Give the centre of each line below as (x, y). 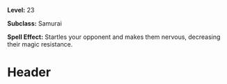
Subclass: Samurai (35, 23)
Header (29, 73)
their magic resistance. (40, 44)
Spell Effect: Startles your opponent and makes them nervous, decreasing (114, 37)
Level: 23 (21, 10)
